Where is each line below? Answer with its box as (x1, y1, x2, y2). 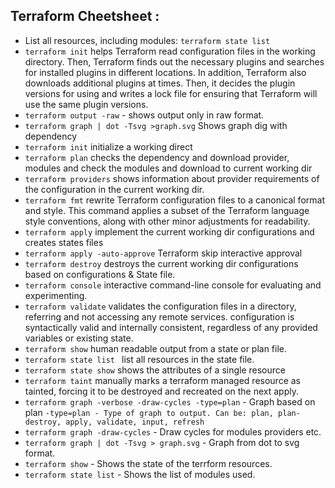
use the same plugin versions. (24, 98, 149, 110)
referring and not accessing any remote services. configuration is (24, 310, 295, 323)
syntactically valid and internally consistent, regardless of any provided (24, 321, 318, 333)
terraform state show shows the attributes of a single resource (24, 364, 286, 376)
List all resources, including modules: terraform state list (24, 34, 271, 46)
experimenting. (24, 289, 88, 301)
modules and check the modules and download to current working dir (24, 162, 313, 174)
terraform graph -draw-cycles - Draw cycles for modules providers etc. (24, 425, 322, 438)
